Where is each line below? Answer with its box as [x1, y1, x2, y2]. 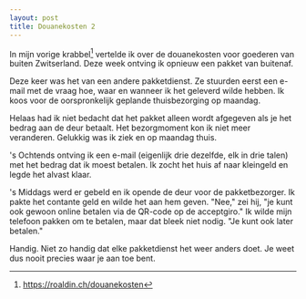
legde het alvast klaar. [9, 170, 92, 180]
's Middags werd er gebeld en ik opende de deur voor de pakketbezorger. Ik [9, 187, 296, 198]
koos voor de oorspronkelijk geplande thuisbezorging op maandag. [9, 95, 261, 106]
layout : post [9, 13, 59, 23]
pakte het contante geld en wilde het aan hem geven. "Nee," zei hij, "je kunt [9, 197, 293, 208]
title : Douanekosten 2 [9, 22, 96, 31]
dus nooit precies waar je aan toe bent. [9, 253, 157, 264]
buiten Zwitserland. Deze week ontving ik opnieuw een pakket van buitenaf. [9, 58, 294, 69]
